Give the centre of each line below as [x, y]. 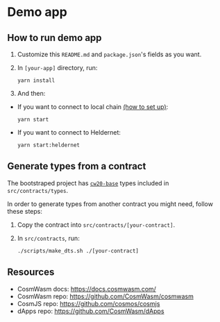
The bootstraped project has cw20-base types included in [88, 183]
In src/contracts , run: [48, 238]
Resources [31, 272]
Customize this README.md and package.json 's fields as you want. [109, 54]
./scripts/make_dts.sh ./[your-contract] [78, 251]
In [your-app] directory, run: [57, 68]
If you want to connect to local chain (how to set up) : [93, 107]
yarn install [36, 80]
